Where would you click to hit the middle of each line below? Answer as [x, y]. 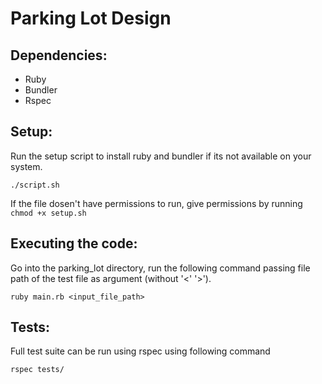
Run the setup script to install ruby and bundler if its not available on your [161, 156]
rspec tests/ [37, 370]
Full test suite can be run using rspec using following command [140, 351]
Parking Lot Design [91, 18]
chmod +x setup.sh [48, 213]
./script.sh [35, 185]
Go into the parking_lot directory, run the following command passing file [160, 268]
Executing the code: [74, 243]
